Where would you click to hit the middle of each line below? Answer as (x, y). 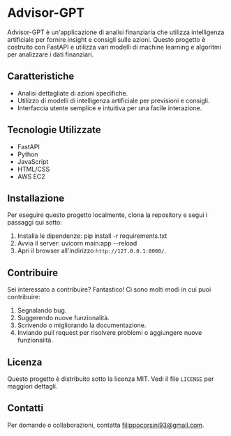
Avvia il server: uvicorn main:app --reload (77, 243)
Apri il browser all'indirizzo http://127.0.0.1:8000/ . (91, 251)
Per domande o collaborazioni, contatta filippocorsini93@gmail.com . (106, 425)
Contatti (25, 408)
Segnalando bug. (42, 310)
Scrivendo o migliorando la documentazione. (82, 325)
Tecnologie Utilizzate (54, 130)
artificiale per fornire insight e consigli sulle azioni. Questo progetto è (106, 39)
